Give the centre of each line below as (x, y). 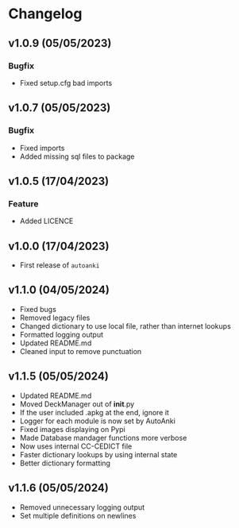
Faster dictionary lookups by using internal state (98, 454)
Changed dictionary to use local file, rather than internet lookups (125, 326)
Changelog (45, 14)
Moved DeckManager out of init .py (77, 404)
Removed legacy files (55, 318)
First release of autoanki (60, 265)
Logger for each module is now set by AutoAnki (98, 421)
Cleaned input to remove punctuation (81, 351)
